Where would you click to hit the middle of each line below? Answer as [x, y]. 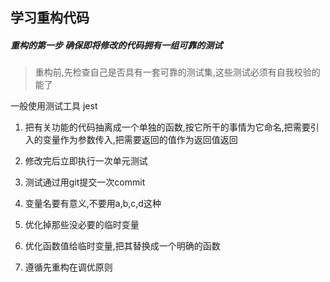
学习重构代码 [50, 18]
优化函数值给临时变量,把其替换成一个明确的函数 [122, 246]
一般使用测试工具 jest [54, 106]
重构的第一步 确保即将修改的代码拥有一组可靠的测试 [116, 45]
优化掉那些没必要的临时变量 [82, 225]
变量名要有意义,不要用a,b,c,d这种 [93, 204]
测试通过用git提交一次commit [85, 182]
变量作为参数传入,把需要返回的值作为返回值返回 [140, 140]
